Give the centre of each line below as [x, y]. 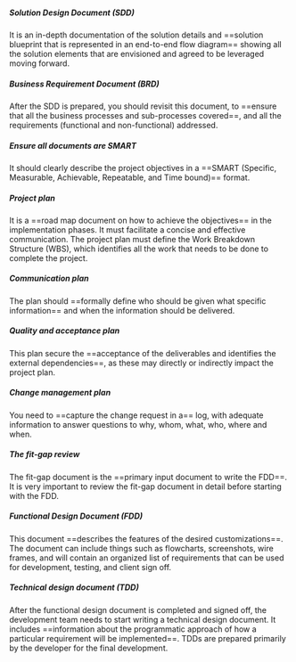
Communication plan [49, 278]
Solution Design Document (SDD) [72, 12]
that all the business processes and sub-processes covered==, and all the [146, 115]
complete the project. [49, 257]
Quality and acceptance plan [65, 331]
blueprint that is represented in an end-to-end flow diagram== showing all [146, 44]
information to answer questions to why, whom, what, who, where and [138, 424]
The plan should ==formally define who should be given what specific [138, 301]
